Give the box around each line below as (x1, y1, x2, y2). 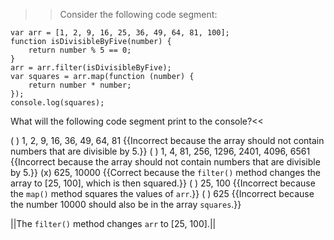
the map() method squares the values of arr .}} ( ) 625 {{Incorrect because (10, 188, 315, 199)
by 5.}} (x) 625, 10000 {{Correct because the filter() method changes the (10, 167, 321, 178)
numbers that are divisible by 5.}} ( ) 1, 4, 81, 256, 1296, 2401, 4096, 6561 (10, 145, 311, 157)
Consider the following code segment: (59, 9, 218, 20)
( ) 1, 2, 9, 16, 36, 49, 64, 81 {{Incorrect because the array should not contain (10, 135, 325, 146)
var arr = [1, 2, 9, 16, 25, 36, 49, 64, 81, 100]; (10, 28, 230, 38)
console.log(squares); (10, 98, 105, 108)
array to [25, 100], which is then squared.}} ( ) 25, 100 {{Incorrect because (10, 177, 316, 189)
